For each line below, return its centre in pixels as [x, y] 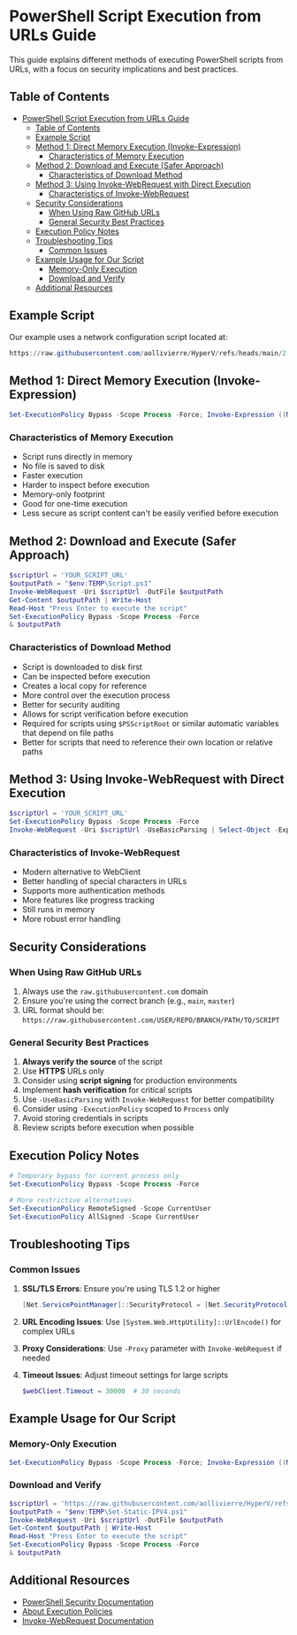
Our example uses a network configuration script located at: [118, 337]
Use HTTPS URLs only [63, 1071]
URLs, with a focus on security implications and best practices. [124, 69]
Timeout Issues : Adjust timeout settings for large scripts [125, 1375]
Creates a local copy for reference [84, 686]
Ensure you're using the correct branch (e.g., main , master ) [128, 1001]
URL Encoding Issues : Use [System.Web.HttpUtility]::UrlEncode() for [151, 1322]
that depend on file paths [68, 732]
